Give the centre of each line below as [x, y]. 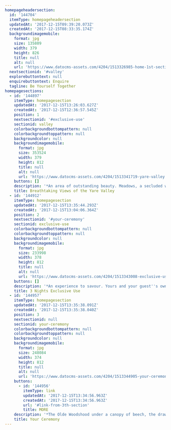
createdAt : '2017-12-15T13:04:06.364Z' [56, 210]
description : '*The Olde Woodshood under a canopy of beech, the [85, 415]
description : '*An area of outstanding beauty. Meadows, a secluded [88, 186]
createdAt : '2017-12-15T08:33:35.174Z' [52, 29]
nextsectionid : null [36, 319]
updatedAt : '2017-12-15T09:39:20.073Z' [52, 24]
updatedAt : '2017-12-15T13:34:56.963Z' [66, 395]
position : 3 [27, 315]
